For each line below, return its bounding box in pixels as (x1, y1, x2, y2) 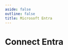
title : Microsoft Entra (5, 16, 53, 20)
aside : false (5, 7, 31, 12)
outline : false (5, 11, 35, 16)
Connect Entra (5, 36, 64, 47)
